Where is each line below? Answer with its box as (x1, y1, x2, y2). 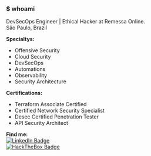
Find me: (6, 131, 28, 138)
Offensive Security (14, 47, 60, 54)
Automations (14, 66, 46, 73)
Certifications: (6, 90, 43, 97)
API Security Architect (14, 120, 69, 127)
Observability (14, 72, 48, 79)
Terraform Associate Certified (14, 101, 87, 108)
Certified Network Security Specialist (14, 107, 105, 114)
